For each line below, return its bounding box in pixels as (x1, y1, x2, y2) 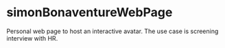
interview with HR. (6, 34, 58, 42)
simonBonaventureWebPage (6, 5, 173, 20)
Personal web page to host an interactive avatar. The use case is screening (6, 27, 219, 35)
